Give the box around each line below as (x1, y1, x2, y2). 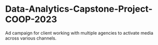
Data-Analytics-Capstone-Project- (5, 3, 153, 15)
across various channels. (5, 35, 57, 41)
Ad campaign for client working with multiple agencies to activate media (5, 30, 154, 36)
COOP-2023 (5, 14, 57, 25)
